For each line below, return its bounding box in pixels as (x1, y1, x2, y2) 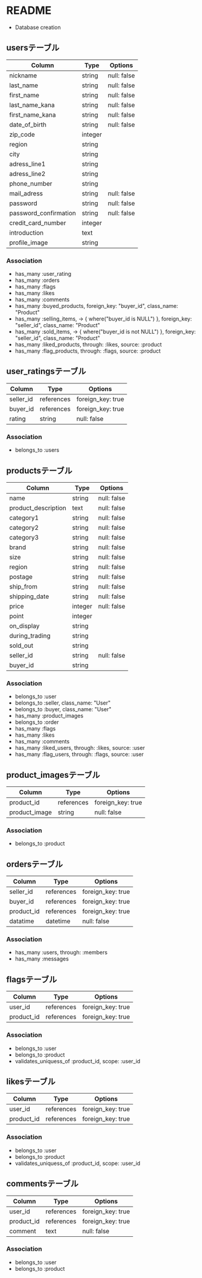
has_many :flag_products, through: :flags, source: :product (14, 347, 161, 354)
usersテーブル (6, 43, 60, 53)
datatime (9, 917, 34, 925)
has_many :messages (14, 955, 69, 962)
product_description (9, 503, 66, 512)
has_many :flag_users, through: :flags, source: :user (14, 751, 144, 758)
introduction (9, 228, 44, 236)
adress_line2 (9, 169, 46, 178)
